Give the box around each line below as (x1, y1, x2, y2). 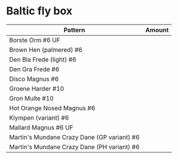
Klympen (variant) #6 (9, 114, 69, 122)
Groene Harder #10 (9, 84, 65, 93)
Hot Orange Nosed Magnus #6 (9, 103, 96, 112)
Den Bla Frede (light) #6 (9, 55, 76, 63)
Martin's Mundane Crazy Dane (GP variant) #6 (9, 133, 140, 141)
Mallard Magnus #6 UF (9, 123, 73, 132)
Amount (145, 26, 169, 34)
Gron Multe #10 (9, 94, 54, 102)
